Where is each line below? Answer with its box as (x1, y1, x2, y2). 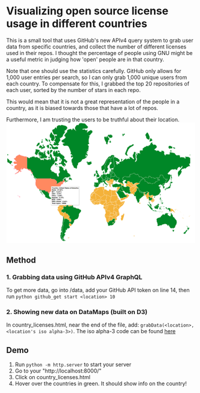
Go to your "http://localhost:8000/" (14, 367, 102, 374)
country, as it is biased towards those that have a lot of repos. (6, 104, 159, 111)
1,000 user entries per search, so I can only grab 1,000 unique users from (6, 74, 187, 81)
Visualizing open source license (6, 4, 169, 18)
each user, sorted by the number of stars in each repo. (6, 86, 141, 93)
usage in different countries (6, 17, 148, 31)
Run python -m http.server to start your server (14, 361, 132, 368)
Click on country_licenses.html (14, 374, 91, 381)
